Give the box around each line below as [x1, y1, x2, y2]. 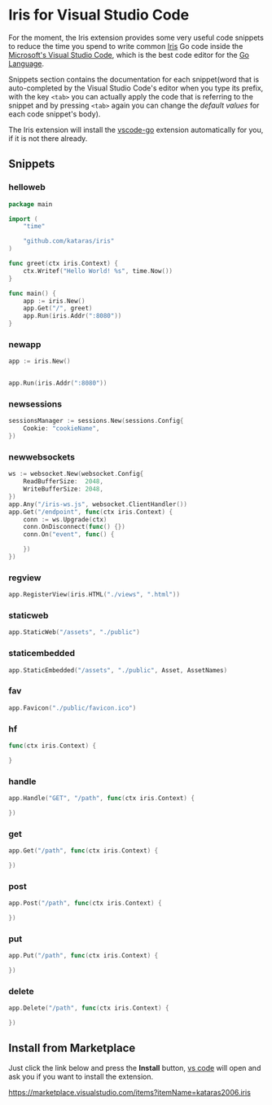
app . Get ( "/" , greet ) [23, 304, 93, 313]
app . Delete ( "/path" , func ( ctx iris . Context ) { [8, 1004, 169, 1012]
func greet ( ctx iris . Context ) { [8, 259, 118, 267]
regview [8, 572, 42, 583]
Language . [8, 59, 45, 68]
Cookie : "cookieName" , [23, 425, 100, 433]
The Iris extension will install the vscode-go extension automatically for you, [8, 125, 264, 134]
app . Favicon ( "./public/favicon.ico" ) [8, 703, 137, 712]
